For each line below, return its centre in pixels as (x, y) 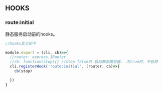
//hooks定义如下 (21, 43)
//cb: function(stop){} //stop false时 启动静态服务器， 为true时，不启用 (84, 62)
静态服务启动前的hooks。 (31, 34)
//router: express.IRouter (38, 57)
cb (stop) (23, 71)
